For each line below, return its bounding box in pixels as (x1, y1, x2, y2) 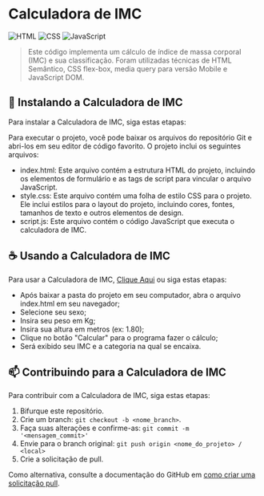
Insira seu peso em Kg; (19, 315, 96, 325)
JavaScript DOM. (27, 72, 85, 82)
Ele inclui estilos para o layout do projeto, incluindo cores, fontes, (19, 199, 235, 209)
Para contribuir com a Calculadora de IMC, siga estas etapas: (8, 391, 210, 400)
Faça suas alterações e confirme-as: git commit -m (19, 423, 190, 433)
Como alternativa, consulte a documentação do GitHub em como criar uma (8, 470, 256, 480)
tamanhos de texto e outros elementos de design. (19, 208, 184, 218)
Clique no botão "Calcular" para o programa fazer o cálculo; (19, 332, 218, 342)
